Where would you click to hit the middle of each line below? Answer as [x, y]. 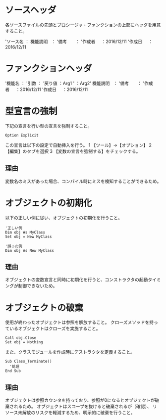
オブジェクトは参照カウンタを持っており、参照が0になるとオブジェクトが [80, 400]
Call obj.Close [21, 338]
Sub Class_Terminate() [28, 362]
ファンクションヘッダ [49, 69]
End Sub [13, 371]
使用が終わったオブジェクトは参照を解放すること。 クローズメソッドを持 [80, 323]
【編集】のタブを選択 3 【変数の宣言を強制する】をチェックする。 [73, 151]
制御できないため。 [38, 286]
